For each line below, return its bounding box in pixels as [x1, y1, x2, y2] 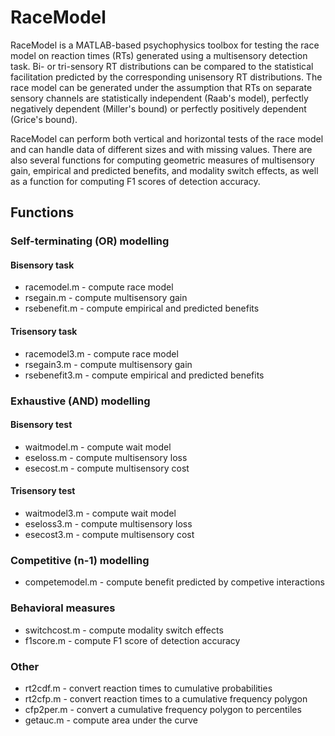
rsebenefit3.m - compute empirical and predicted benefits [24, 369, 265, 381]
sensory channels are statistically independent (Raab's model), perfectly [10, 92, 309, 104]
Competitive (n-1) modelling [10, 553, 150, 567]
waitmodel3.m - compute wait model [24, 507, 177, 519]
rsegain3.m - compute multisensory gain [24, 358, 193, 370]
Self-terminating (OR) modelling [10, 234, 170, 248]
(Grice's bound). [10, 113, 78, 125]
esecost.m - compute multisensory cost [24, 462, 190, 474]
